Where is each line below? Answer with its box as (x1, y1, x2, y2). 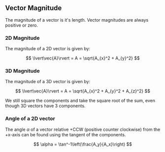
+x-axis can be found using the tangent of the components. (5, 131, 126, 137)
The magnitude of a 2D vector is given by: (5, 46, 90, 52)
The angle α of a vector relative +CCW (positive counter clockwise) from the (5, 126, 161, 132)
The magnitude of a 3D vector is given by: (5, 79, 90, 85)
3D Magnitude (5, 67, 40, 74)
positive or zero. (5, 22, 38, 28)
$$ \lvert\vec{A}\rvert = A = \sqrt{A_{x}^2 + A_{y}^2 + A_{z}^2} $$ (15, 88, 150, 94)
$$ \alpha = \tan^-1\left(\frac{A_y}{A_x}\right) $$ (33, 141, 132, 147)
